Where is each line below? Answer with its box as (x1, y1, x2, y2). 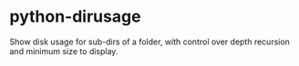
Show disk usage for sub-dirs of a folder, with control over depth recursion (9, 36, 290, 47)
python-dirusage (9, 6, 141, 27)
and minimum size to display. (9, 45, 119, 56)
